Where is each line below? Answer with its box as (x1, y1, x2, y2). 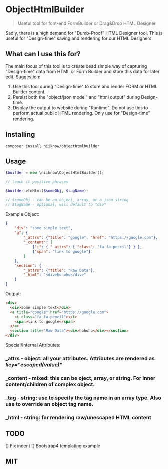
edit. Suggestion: (5, 74, 41, 80)
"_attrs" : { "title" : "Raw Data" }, (23, 268, 95, 273)
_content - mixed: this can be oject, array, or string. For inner (5, 374, 156, 381)
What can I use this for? (5, 50, 81, 58)
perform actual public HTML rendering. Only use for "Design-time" (12, 110, 150, 116)
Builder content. (12, 89, 46, 95)
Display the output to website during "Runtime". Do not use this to (12, 104, 148, 111)
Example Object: (5, 211, 39, 217)
